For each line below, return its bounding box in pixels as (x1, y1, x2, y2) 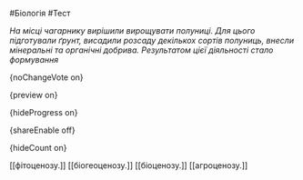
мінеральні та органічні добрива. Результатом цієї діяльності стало (9, 45, 274, 55)
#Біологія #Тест (9, 8, 71, 18)
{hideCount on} (9, 143, 67, 153)
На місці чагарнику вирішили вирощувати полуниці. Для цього (9, 25, 256, 35)
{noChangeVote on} (9, 72, 84, 83)
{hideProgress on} (9, 107, 78, 117)
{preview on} (9, 90, 58, 100)
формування (9, 55, 59, 65)
